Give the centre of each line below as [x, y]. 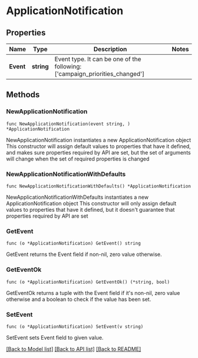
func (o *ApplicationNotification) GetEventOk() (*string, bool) [88, 282]
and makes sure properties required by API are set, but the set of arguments [98, 152]
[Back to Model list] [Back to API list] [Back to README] [74, 349]
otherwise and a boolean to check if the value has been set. [79, 299]
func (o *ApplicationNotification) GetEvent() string [74, 244]
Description [110, 49]
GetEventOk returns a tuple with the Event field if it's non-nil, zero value [93, 293]
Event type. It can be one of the [98, 59]
